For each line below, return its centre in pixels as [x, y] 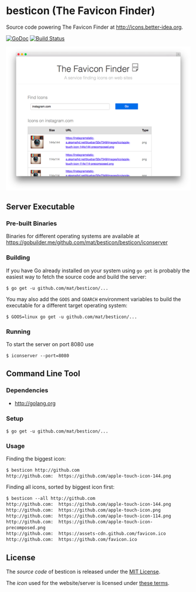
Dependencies [27, 390]
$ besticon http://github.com [43, 471]
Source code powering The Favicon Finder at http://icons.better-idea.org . [94, 27]
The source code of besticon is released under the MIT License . [83, 572]
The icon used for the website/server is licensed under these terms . [88, 583]
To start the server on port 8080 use [50, 344]
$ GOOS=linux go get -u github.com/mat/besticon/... [72, 317]
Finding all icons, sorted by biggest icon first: [61, 487]
